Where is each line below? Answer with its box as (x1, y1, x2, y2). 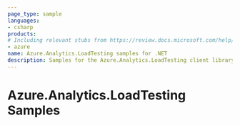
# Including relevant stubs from (7, 37, 107, 44)
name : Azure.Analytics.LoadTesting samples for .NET (7, 50, 168, 58)
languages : (7, 17, 40, 24)
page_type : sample (7, 10, 62, 18)
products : (7, 30, 37, 38)
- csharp (7, 23, 34, 31)
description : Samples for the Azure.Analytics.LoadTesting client (7, 57, 209, 64)
